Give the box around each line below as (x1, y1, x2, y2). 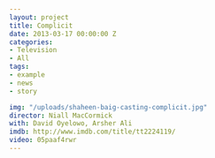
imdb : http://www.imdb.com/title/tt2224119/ (9, 127, 176, 137)
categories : (9, 37, 53, 47)
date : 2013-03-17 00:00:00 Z (9, 29, 117, 38)
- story (9, 87, 38, 95)
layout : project (9, 12, 69, 22)
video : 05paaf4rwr (9, 136, 77, 145)
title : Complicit (9, 21, 73, 30)
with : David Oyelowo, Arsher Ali (9, 119, 133, 128)
